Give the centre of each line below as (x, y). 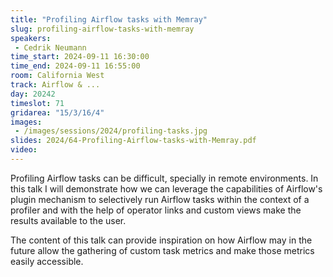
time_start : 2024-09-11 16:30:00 (80, 57)
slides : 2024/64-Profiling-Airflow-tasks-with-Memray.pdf (133, 141)
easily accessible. (47, 261)
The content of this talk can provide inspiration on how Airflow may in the (161, 240)
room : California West (57, 76)
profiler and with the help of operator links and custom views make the (156, 210)
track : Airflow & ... (55, 85)
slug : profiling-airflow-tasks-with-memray (102, 29)
